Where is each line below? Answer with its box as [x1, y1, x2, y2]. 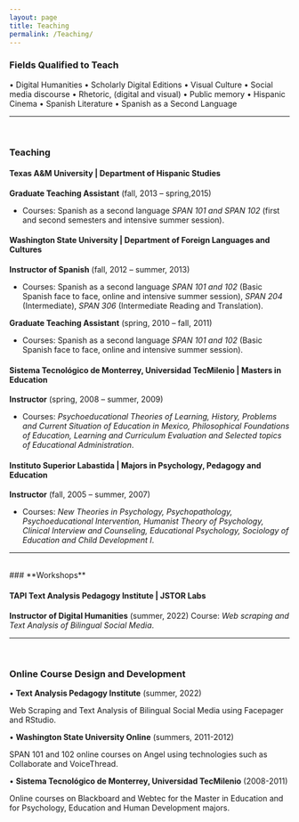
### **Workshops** [9, 570, 86, 581]
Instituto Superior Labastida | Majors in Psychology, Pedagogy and [9, 460, 262, 470]
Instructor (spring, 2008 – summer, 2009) [9, 394, 164, 405]
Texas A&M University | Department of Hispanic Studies [9, 168, 221, 179]
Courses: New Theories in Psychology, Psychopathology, [21, 507, 233, 517]
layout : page [9, 12, 58, 22]
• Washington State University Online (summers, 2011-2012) [9, 731, 234, 742]
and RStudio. [9, 714, 56, 725]
